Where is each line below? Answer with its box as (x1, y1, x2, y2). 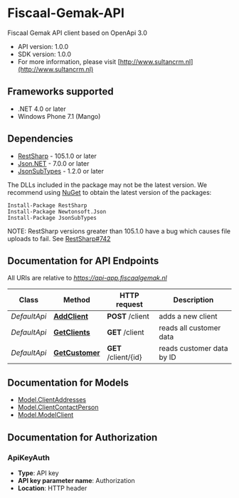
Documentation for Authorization (7, 431, 158, 443)
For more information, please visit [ (17, 57, 121, 65)
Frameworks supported (7, 85, 114, 97)
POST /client (106, 312, 149, 322)
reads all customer (159, 323, 221, 333)
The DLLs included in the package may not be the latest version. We (7, 180, 208, 189)
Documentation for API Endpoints (7, 255, 159, 267)
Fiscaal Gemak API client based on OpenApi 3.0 (7, 28, 147, 37)
